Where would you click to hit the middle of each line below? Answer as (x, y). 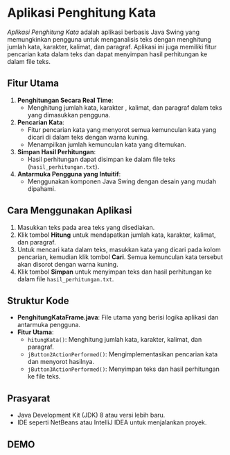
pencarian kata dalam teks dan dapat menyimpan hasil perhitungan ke (107, 54)
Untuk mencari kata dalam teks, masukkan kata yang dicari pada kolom (119, 249)
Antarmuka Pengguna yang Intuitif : (69, 174)
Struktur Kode (38, 300)
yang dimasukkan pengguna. (69, 115)
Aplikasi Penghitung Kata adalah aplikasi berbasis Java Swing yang (103, 32)
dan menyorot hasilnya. (61, 362)
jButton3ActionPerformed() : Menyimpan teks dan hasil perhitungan (123, 369)
